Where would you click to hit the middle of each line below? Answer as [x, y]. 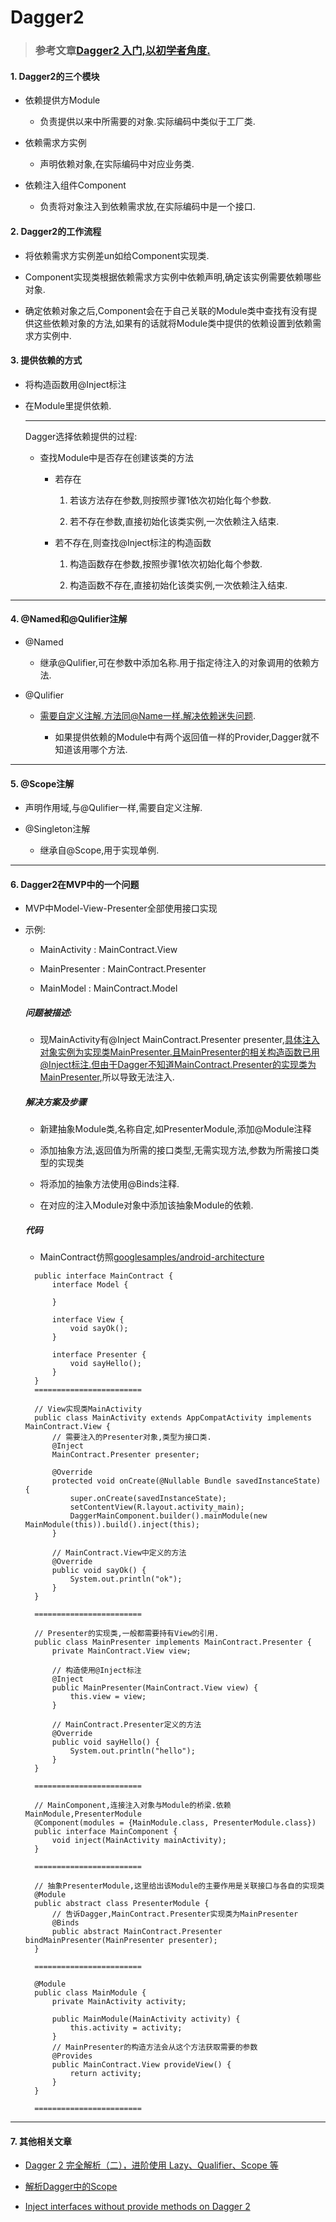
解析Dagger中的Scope [71, 2187]
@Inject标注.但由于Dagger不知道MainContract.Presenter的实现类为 [178, 1065]
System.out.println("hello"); [132, 1751]
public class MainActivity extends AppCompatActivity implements [173, 1418]
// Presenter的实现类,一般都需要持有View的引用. [127, 1634]
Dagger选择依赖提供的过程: [81, 436]
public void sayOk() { [99, 1571]
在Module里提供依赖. [68, 405]
